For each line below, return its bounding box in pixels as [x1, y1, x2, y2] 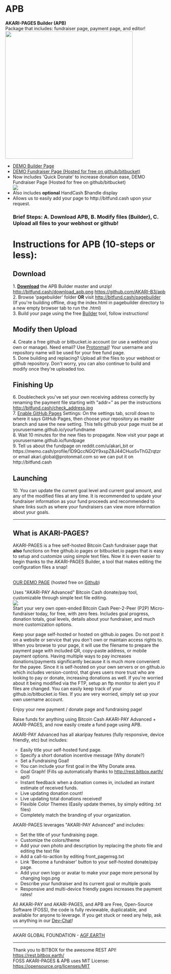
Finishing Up [12, 381, 54, 389]
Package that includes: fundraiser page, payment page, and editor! [5, 25, 146, 31]
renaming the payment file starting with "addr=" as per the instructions [12, 399, 161, 406]
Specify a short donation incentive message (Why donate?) [20, 752, 145, 759]
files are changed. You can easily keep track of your [12, 686, 122, 692]
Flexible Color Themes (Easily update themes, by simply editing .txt [20, 801, 162, 807]
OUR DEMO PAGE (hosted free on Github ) [12, 579, 100, 586]
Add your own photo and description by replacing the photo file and [20, 843, 163, 849]
